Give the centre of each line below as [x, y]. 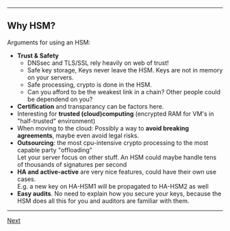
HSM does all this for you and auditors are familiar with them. [103, 201]
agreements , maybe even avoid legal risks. [78, 135]
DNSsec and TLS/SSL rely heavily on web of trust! [98, 63]
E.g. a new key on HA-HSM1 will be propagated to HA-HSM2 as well [113, 186]
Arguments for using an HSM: [49, 42]
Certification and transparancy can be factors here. [90, 106]
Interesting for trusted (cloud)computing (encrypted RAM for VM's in [115, 113]
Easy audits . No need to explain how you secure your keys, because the [119, 193]
